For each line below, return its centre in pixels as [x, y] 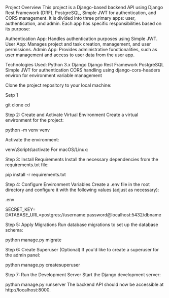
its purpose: [18, 29]
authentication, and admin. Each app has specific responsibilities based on [83, 23]
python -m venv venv [27, 130]
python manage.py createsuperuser [43, 265]
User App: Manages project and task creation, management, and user [78, 44]
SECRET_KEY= [21, 209]
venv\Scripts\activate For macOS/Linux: [47, 150]
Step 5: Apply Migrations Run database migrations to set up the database [82, 225]
